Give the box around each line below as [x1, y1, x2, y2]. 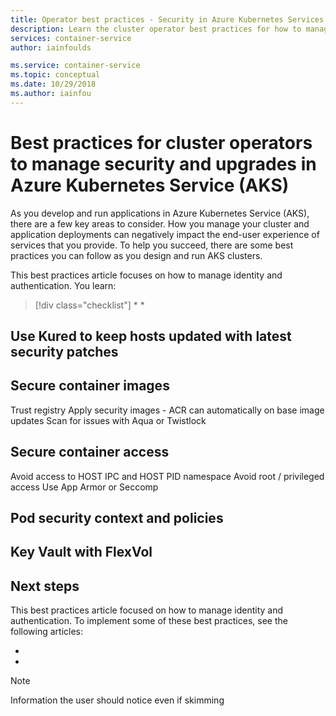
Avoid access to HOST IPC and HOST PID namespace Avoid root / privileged [10, 470, 325, 482]
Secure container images [10, 377, 170, 395]
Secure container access [10, 444, 170, 461]
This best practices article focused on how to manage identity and [10, 604, 284, 616]
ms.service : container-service [10, 61, 141, 71]
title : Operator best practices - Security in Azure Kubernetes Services [10, 14, 325, 25]
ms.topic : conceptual [10, 70, 101, 80]
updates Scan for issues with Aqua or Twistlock [10, 414, 207, 426]
